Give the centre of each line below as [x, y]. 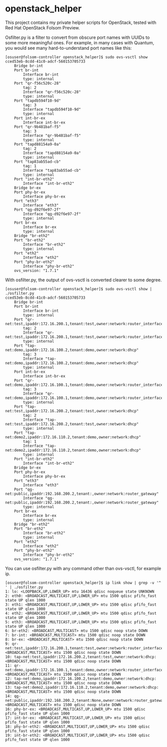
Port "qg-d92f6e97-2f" [38, 210]
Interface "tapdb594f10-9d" [52, 109]
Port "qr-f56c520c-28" [38, 83]
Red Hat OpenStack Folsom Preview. [43, 27]
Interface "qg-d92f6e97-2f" [52, 214]
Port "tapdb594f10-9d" [38, 101]
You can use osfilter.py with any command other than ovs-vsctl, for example [83, 568]
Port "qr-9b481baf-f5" [38, 127]
